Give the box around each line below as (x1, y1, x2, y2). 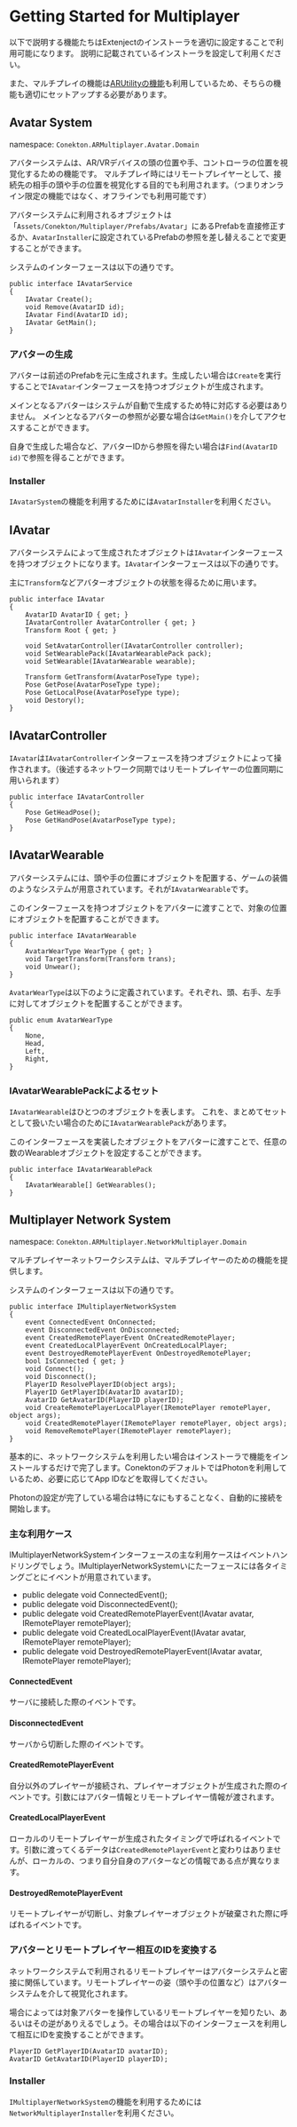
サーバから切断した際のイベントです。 (9, 1739, 149, 1749)
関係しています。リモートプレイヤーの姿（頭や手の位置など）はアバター (24, 1977, 288, 1988)
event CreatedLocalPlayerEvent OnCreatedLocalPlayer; (25, 1341, 228, 1350)
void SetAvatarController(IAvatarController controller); (25, 641, 244, 650)
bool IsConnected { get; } (25, 1357, 125, 1366)
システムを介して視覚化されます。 (9, 1988, 133, 1998)
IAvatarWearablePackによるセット (9, 1084, 160, 1096)
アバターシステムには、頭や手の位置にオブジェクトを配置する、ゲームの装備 (9, 872, 288, 883)
